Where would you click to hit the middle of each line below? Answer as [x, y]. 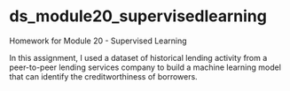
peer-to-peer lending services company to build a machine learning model [145, 67]
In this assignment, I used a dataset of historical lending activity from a [138, 57]
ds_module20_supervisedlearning [138, 16]
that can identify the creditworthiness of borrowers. [103, 76]
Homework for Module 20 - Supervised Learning [98, 41]
